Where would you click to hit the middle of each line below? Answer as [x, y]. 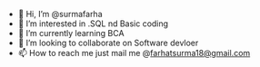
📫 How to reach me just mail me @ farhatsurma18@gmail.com [134, 53]
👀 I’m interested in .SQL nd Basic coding [93, 24]
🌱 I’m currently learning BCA [71, 33]
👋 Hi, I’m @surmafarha [60, 14]
